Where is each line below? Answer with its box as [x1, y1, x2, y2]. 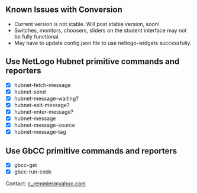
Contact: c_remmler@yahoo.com [5, 180, 86, 187]
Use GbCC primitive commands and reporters [5, 146, 177, 156]
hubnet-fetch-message [14, 81, 71, 88]
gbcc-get [14, 161, 37, 168]
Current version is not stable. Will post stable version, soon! [14, 20, 160, 27]
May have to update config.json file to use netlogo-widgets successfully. [14, 39, 192, 46]
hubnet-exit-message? [14, 101, 70, 108]
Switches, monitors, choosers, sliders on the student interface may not [14, 27, 187, 34]
